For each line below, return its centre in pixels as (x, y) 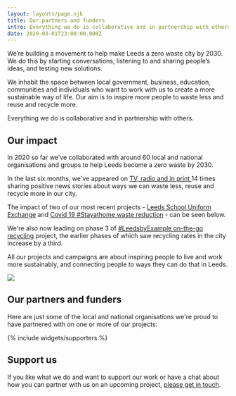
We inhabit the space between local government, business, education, (109, 82)
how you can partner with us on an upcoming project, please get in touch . (114, 384)
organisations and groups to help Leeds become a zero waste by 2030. (111, 165)
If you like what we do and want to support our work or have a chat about (113, 377)
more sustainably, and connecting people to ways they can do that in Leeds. (118, 264)
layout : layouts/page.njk (45, 14)
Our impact (32, 141)
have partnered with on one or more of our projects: (83, 324)
